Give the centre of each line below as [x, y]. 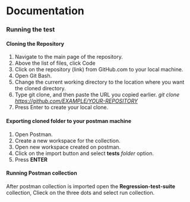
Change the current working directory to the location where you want [99, 82]
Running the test [31, 30]
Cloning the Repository [35, 43]
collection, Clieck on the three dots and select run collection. [80, 192]
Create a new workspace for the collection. [67, 140]
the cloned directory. [40, 89]
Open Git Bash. [33, 76]
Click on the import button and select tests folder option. [84, 153]
